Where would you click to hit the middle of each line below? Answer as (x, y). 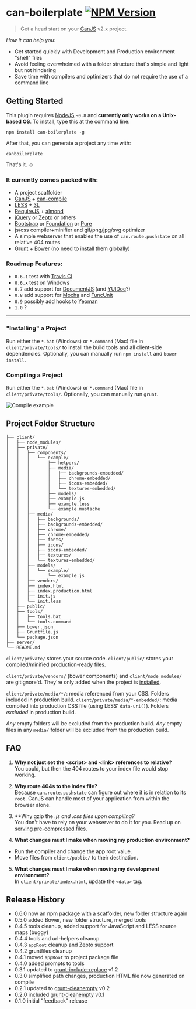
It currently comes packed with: (52, 180)
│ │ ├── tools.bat (34, 616)
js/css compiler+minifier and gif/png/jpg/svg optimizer (80, 230)
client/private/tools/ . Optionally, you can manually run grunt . (82, 394)
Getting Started (35, 101)
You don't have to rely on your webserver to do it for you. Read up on (97, 822)
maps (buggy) (31, 932)
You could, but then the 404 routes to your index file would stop (91, 768)
